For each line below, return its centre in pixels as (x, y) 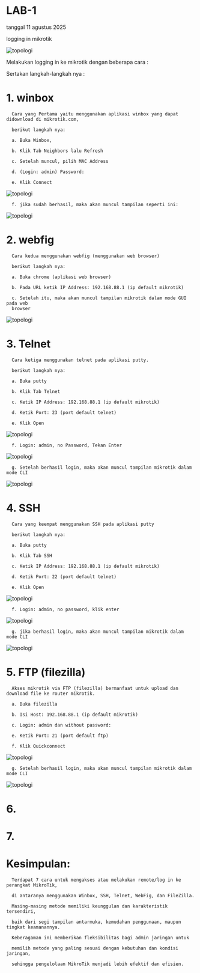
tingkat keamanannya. (33, 927)
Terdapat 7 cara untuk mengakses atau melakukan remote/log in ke (96, 880)
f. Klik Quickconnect (39, 746)
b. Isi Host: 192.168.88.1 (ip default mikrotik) (75, 715)
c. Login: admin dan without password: (62, 725)
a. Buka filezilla (35, 704)
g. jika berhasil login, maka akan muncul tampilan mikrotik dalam (98, 632)
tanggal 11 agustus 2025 (36, 27)
